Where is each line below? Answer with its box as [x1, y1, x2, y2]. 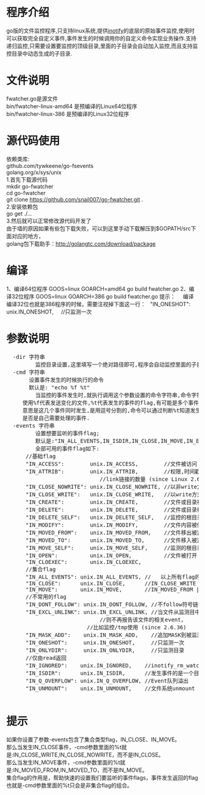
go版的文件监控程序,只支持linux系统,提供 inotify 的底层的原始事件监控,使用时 [6, 27, 195, 34]
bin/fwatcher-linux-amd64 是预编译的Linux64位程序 [6, 102, 137, 110]
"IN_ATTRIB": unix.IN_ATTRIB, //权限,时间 [25, 468, 195, 475]
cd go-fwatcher [6, 189, 46, 196]
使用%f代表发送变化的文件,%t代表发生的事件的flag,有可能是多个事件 [22, 399, 200, 406]
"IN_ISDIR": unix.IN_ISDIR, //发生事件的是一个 [25, 670, 194, 676]
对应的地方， [11, 232, 44, 240]
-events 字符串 [12, 422, 55, 429]
